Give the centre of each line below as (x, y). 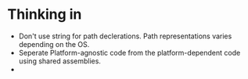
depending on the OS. (54, 44)
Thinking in (45, 14)
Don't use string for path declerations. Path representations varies (125, 36)
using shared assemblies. (59, 61)
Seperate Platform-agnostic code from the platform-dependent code (129, 52)
